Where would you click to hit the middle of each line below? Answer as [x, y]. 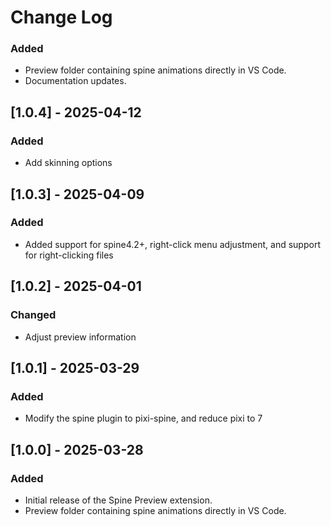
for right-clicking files [69, 255]
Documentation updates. [75, 81]
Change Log [61, 17]
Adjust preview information [80, 337]
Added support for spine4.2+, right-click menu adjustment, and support [172, 244]
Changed [33, 315]
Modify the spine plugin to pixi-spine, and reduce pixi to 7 [143, 418]
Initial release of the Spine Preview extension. [118, 500]
